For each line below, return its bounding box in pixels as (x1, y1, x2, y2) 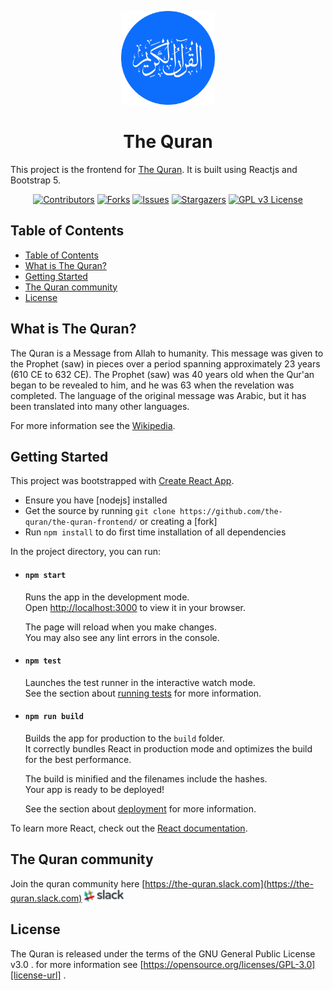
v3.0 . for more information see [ (10, 958, 144, 970)
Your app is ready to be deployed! (24, 783, 165, 795)
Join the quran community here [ (10, 877, 146, 890)
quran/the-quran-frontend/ (24, 517, 138, 528)
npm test (24, 656, 62, 666)
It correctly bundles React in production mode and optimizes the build (24, 742, 313, 755)
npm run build (24, 712, 84, 722)
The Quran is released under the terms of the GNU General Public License (10, 947, 316, 960)
